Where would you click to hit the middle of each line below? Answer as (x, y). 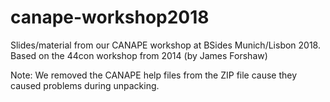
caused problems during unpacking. (85, 85)
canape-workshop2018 (110, 17)
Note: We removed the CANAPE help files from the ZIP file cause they (154, 75)
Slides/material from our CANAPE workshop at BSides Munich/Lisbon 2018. (166, 45)
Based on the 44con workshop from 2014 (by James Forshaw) (139, 55)
